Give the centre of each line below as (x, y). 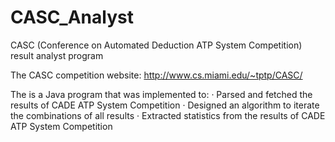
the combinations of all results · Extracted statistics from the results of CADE (168, 115)
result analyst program (57, 55)
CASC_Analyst (72, 17)
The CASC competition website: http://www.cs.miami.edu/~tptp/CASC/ (156, 75)
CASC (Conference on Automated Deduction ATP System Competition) (156, 45)
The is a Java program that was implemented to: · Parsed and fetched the (161, 94)
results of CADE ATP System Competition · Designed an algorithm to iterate (165, 105)
